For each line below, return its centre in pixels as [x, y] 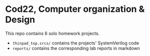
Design [20, 20]
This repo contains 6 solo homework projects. [52, 33]
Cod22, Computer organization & [75, 9]
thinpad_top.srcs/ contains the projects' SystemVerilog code [75, 43]
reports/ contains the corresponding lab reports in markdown [76, 48]
